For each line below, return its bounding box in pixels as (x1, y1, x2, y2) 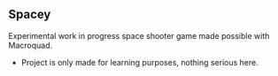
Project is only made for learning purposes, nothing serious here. (20, 57, 259, 67)
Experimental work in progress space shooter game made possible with (8, 30, 270, 41)
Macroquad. (8, 40, 53, 50)
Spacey (8, 7, 51, 22)
